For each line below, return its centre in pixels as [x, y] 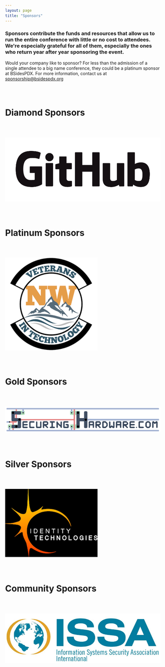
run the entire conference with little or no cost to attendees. [78, 40]
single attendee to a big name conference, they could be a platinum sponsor [82, 68]
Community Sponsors [51, 588]
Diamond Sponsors [45, 113]
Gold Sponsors [36, 382]
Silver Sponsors [38, 464]
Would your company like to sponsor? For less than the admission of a [76, 63]
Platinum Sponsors [45, 233]
